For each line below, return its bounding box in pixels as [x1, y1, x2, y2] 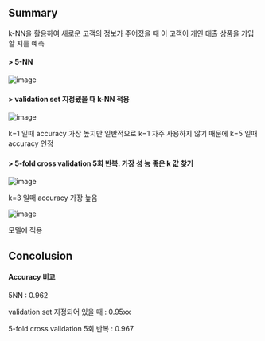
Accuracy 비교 [8, 272, 56, 282]
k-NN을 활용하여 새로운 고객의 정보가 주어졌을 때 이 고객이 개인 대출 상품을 [8, 28, 240, 38]
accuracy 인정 [8, 139, 54, 148]
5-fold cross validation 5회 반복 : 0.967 [8, 324, 134, 334]
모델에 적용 [8, 225, 43, 235]
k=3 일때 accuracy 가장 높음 [8, 193, 98, 202]
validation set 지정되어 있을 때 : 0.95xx [8, 307, 131, 317]
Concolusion [8, 249, 73, 262]
